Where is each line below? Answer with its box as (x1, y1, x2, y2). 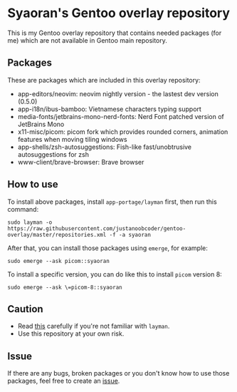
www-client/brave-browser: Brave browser (17, 158, 144, 166)
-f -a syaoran (109, 231, 152, 238)
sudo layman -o (7, 219, 53, 226)
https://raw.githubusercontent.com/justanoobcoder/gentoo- (7, 225, 186, 232)
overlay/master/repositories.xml (7, 231, 107, 238)
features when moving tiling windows (17, 135, 127, 143)
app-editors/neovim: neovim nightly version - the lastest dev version (17, 89, 218, 98)
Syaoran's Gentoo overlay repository (7, 5, 230, 21)
